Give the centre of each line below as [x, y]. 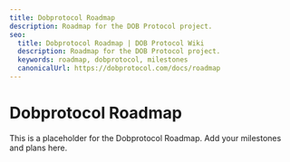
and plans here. [39, 148]
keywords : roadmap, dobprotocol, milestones [103, 60]
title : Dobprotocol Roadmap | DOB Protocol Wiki [111, 43]
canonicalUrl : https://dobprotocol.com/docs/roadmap [119, 69]
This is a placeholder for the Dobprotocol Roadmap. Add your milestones [145, 138]
